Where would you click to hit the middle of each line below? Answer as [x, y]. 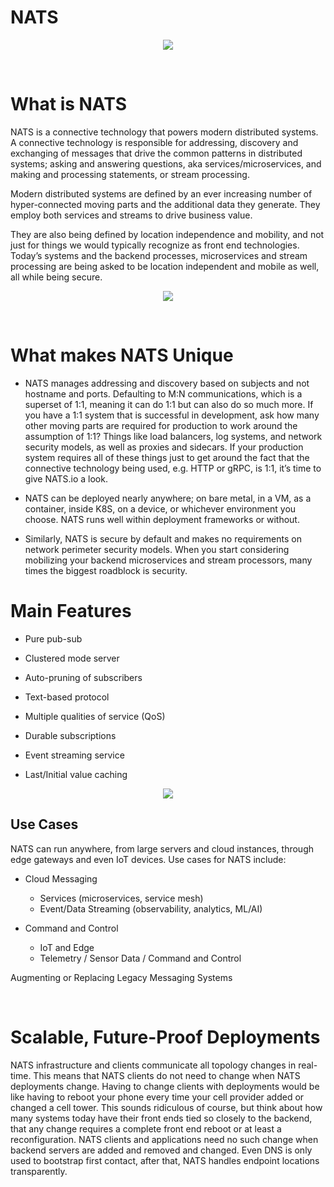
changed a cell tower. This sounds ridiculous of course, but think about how [166, 1107]
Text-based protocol [67, 697]
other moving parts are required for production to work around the [161, 425]
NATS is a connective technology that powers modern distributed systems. [164, 132]
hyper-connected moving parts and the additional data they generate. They [165, 204]
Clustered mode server [72, 658]
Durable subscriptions [70, 735]
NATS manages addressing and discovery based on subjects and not [167, 383]
